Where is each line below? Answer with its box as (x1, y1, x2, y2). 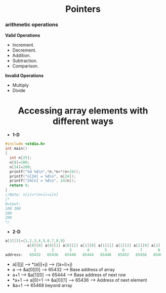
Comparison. (12, 63, 39, 69)
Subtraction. (12, 58, 38, 64)
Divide (12, 88, 26, 94)
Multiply (12, 82, 29, 88)
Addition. (12, 53, 31, 59)
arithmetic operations (5, 21, 58, 28)
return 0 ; (9, 183, 30, 188)
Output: (5, 201, 21, 206)
